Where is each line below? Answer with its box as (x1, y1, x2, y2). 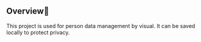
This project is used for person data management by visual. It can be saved (6, 22, 196, 29)
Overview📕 (6, 6, 49, 16)
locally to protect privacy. (6, 29, 70, 36)
